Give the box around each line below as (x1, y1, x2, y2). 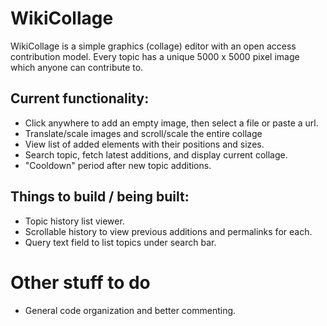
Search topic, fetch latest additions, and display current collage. (24, 148, 288, 161)
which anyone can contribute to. (10, 61, 144, 73)
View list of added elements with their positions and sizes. (24, 138, 265, 150)
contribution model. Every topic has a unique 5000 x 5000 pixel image (10, 50, 300, 62)
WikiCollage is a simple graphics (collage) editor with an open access (10, 40, 297, 52)
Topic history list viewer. (24, 215, 125, 227)
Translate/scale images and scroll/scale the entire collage (24, 127, 263, 139)
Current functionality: (10, 90, 150, 107)
